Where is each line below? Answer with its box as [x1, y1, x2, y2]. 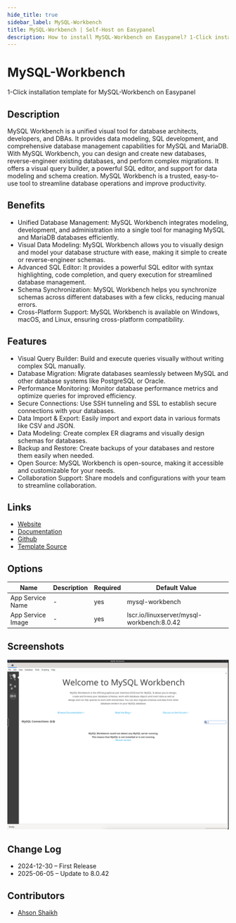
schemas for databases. [17, 436, 88, 445]
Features [7, 336, 47, 348]
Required [93, 583, 122, 591]
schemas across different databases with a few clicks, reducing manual [17, 292, 225, 301]
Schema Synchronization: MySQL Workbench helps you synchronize [17, 285, 217, 294]
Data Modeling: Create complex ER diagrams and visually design [17, 428, 205, 437]
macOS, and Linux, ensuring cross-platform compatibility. [17, 315, 185, 323]
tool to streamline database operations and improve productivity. [19, 179, 206, 188]
